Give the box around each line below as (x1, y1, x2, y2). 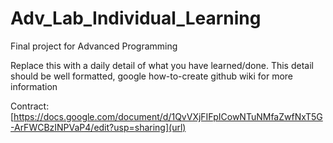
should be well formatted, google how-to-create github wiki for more (10, 70, 294, 82)
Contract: (10, 100, 50, 112)
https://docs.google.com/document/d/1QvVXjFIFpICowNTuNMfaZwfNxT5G (13, 110, 323, 122)
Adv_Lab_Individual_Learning (10, 7, 262, 30)
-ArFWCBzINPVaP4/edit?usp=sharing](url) (10, 121, 187, 133)
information (10, 80, 58, 92)
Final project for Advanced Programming (10, 40, 178, 52)
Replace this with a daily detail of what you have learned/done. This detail (10, 59, 314, 71)
